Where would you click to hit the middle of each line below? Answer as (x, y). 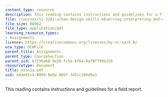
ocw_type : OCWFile (24, 47)
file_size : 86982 (23, 24)
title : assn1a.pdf (24, 70)
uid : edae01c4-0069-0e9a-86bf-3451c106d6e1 (51, 75)
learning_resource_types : (32, 33)
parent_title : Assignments (33, 51)
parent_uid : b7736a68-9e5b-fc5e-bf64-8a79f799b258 (59, 61)
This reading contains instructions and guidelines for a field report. (74, 89)
